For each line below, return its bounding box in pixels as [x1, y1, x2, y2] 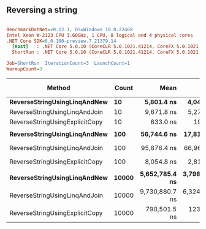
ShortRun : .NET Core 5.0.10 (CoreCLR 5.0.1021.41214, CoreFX [12, 49, 174, 56]
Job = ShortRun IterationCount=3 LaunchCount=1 [6, 61, 131, 67]
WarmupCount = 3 [6, 66, 43, 72]
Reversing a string [6, 5, 78, 15]
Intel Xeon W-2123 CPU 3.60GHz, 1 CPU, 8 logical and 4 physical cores [6, 32, 193, 39]
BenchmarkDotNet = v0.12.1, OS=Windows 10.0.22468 [6, 26, 133, 32]
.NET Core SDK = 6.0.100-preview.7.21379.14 [6, 38, 116, 44]
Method [47, 83, 71, 92]
